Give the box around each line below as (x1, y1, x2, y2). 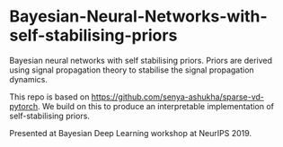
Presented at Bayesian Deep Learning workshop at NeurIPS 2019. (9, 127, 252, 138)
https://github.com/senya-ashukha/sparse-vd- (91, 91, 265, 102)
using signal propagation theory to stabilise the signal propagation (9, 65, 254, 75)
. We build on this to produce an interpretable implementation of (37, 100, 275, 111)
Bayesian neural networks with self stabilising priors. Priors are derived (9, 55, 272, 65)
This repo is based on (9, 91, 90, 102)
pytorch (9, 100, 39, 111)
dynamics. (9, 73, 48, 84)
